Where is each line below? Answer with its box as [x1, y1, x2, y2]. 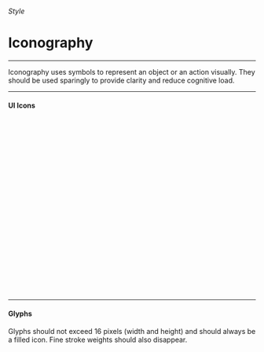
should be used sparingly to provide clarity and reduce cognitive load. [8, 75, 235, 85]
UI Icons [8, 101, 35, 110]
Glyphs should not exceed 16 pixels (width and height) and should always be [8, 326, 256, 335]
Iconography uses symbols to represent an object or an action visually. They [8, 67, 255, 76]
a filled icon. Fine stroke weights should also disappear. [8, 335, 188, 344]
